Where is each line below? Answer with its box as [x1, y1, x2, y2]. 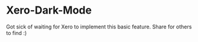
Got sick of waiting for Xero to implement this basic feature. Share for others [6, 23, 192, 30]
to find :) [6, 29, 27, 36]
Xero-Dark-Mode [6, 4, 92, 17]
